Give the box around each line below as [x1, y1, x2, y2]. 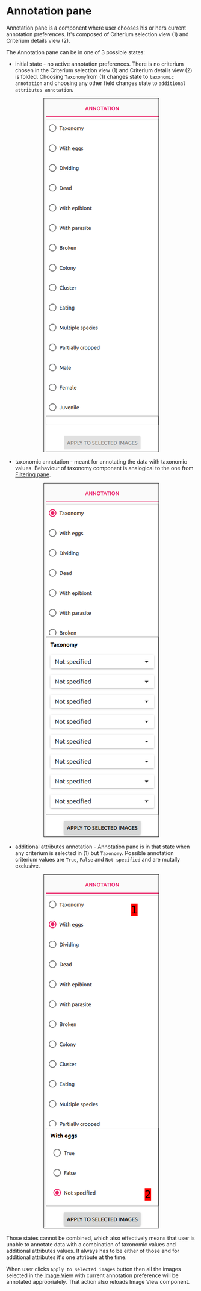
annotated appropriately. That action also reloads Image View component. [6, 1278, 190, 1285]
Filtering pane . [14, 471, 51, 478]
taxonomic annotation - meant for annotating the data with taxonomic [14, 458, 188, 465]
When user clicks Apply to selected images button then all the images [6, 1265, 181, 1272]
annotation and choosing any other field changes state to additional [14, 79, 186, 87]
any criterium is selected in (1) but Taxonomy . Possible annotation [14, 849, 174, 856]
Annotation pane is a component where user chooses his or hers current [6, 24, 187, 31]
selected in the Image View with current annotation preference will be [6, 1272, 179, 1279]
